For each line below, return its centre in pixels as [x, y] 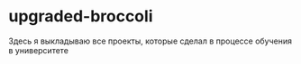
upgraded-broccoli [81, 16]
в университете [39, 50]
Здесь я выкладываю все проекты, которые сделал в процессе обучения [150, 41]
